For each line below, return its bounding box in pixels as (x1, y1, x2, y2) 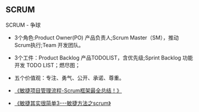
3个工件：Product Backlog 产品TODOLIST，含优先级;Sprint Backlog (14, 54, 182, 61)
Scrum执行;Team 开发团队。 (14, 41, 84, 48)
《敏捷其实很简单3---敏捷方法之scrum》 (14, 99, 111, 107)
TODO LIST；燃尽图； (26, 61, 81, 69)
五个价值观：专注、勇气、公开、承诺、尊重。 (14, 74, 125, 81)
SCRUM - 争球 (5, 21, 41, 29)
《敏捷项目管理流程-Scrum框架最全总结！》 (14, 86, 123, 94)
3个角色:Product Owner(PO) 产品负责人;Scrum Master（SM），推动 (14, 34, 179, 41)
